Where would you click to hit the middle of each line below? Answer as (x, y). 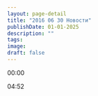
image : (17, 46)
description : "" (31, 33)
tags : (15, 40)
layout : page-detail (37, 14)
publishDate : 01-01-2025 (43, 27)
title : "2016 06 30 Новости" (49, 20)
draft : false (26, 53)
